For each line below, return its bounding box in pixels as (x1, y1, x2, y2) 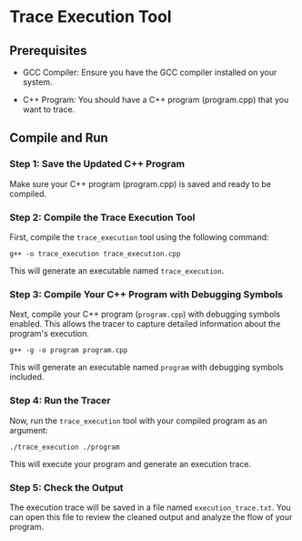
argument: (9, 424, 48, 435)
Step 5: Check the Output (9, 481, 125, 494)
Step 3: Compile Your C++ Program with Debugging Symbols (9, 287, 284, 300)
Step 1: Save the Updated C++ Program (9, 158, 185, 171)
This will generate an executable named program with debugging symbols (9, 362, 284, 373)
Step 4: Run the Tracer (9, 394, 111, 407)
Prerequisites (9, 43, 87, 58)
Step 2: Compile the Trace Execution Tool (9, 211, 196, 224)
